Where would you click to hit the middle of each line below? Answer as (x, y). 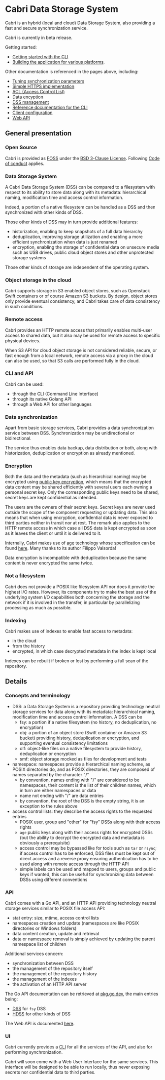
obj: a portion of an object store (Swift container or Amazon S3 (83, 732)
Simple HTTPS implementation (43, 86)
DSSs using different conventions (53, 880)
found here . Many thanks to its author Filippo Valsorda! (61, 548)
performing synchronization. (34, 1052)
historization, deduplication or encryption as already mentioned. (70, 453)
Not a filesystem (25, 576)
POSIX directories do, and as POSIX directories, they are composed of (83, 769)
